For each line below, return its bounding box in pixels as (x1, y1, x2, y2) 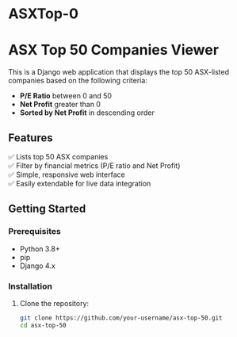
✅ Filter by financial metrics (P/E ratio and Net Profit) (8, 160, 181, 170)
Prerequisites (8, 226, 61, 237)
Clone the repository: (19, 298, 90, 308)
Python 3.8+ (19, 243, 61, 254)
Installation (8, 281, 53, 292)
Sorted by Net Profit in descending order (19, 108, 155, 117)
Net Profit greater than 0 (19, 100, 101, 109)
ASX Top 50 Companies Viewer (8, 41, 220, 59)
